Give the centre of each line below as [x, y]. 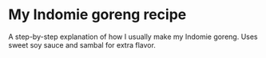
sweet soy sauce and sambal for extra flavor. [82, 44]
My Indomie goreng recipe [97, 15]
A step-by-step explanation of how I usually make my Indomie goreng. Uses [133, 37]
